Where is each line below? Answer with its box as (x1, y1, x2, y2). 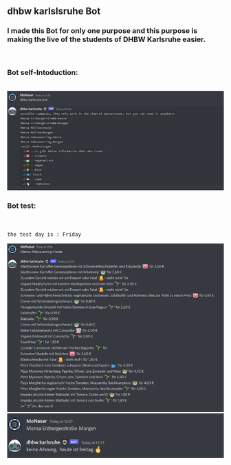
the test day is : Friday (7, 230, 81, 238)
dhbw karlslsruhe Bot (7, 6, 101, 17)
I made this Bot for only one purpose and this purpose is (7, 26, 198, 36)
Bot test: (7, 201, 36, 210)
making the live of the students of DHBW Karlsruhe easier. (7, 34, 206, 44)
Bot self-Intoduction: (7, 67, 78, 77)
